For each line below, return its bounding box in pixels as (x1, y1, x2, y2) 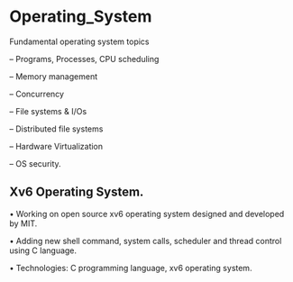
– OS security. (9, 158, 61, 168)
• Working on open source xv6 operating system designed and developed (9, 208, 285, 219)
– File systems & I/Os (9, 105, 87, 116)
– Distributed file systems (9, 123, 104, 134)
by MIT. (9, 218, 38, 229)
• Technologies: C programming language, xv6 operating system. (9, 262, 252, 273)
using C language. (9, 245, 78, 256)
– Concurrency (9, 88, 65, 99)
